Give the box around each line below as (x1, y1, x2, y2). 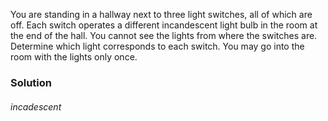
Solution (10, 75, 53, 89)
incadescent (10, 100, 62, 113)
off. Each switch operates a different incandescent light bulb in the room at (10, 19, 318, 31)
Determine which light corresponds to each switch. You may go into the (10, 40, 305, 52)
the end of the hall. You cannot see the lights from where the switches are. (10, 30, 318, 41)
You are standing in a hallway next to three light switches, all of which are (10, 9, 313, 20)
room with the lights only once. (10, 51, 138, 63)
